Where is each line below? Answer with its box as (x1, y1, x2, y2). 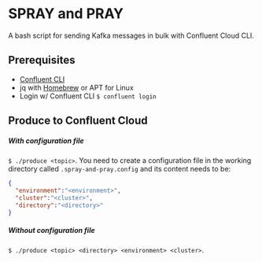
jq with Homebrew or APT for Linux (19, 83, 134, 92)
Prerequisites (8, 54, 76, 67)
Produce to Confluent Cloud (8, 114, 148, 127)
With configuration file (8, 135, 84, 146)
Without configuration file (8, 226, 96, 235)
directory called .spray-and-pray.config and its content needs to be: (8, 164, 231, 174)
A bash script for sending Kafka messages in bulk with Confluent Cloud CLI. (8, 31, 254, 40)
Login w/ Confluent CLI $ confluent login (19, 91, 157, 101)
